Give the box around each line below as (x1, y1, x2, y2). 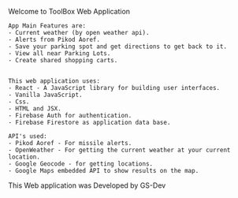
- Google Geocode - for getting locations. (8, 160, 154, 168)
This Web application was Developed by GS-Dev (8, 181, 166, 190)
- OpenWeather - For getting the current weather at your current (8, 146, 231, 154)
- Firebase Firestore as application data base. (8, 118, 171, 126)
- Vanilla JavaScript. (8, 91, 83, 99)
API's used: (8, 133, 47, 140)
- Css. (8, 98, 30, 106)
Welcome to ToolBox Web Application (8, 7, 131, 16)
